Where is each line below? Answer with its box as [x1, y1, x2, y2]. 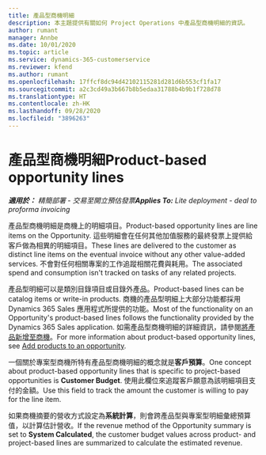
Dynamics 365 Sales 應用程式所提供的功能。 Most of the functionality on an [8, 304, 253, 313]
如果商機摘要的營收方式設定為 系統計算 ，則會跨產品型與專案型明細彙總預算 [8, 411, 251, 420]
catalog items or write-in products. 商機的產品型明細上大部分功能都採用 [8, 294, 241, 303]
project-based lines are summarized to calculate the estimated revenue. [8, 438, 243, 447]
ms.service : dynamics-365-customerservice [8, 56, 150, 64]
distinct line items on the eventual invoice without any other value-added [8, 249, 245, 259]
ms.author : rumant [8, 70, 69, 78]
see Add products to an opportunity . [8, 341, 127, 351]
